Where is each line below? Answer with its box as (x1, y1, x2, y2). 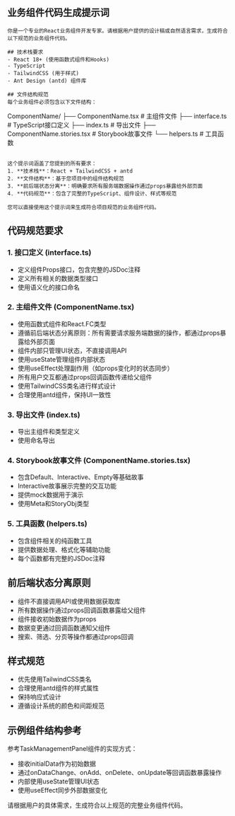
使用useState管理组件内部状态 (17, 355, 106, 363)
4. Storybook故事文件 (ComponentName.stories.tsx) (7, 456, 191, 466)
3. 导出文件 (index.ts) (7, 410, 81, 420)
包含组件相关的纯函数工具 (17, 536, 92, 545)
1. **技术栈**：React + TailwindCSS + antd (7, 167, 133, 175)
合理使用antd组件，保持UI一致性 (17, 390, 112, 398)
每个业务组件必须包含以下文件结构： (7, 98, 97, 105)
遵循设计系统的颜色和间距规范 (17, 701, 104, 710)
